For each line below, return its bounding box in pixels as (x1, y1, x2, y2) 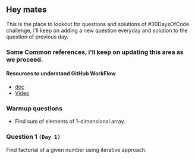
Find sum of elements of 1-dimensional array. (14, 118, 126, 125)
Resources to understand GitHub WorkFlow (6, 70, 116, 77)
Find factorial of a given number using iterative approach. (6, 146, 147, 153)
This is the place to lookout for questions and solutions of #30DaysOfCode (6, 20, 190, 27)
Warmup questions (6, 104, 62, 112)
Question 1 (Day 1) (6, 133, 61, 141)
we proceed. (6, 55, 43, 63)
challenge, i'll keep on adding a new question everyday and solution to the (6, 27, 188, 34)
